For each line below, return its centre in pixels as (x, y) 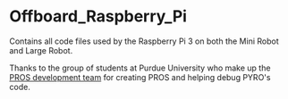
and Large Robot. (41, 50)
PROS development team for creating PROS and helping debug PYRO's (140, 77)
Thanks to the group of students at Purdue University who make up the (140, 68)
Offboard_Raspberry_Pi (98, 16)
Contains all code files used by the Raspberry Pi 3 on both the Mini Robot (144, 41)
